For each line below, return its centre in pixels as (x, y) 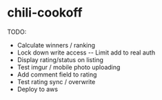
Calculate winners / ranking (56, 45)
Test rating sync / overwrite (56, 81)
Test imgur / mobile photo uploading (69, 67)
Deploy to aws (38, 89)
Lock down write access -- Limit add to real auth (86, 52)
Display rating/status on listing (60, 59)
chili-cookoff (45, 13)
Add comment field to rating (57, 74)
